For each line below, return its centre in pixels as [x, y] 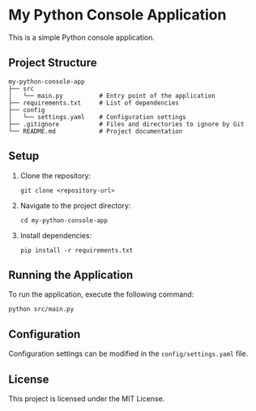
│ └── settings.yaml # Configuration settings [97, 117]
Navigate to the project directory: [75, 205]
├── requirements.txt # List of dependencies [94, 103]
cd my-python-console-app [64, 220]
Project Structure [53, 63]
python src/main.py [41, 310]
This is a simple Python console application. [82, 37]
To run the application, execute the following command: [101, 294]
